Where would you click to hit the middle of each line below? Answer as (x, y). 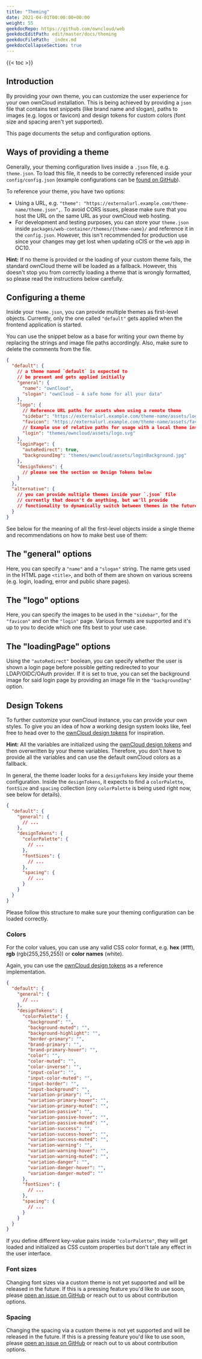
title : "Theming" (28, 12)
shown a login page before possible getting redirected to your (83, 667)
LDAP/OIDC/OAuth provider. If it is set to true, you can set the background (98, 674)
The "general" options (49, 554)
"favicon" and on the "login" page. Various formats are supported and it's (99, 621)
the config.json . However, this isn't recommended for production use (101, 235)
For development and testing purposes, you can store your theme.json (102, 222)
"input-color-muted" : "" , (60, 1078)
